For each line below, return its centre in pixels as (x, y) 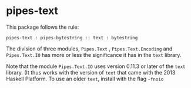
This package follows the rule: (43, 27)
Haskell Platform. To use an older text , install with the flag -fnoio (85, 79)
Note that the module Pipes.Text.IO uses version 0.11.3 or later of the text (96, 66)
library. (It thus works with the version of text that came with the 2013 (91, 72)
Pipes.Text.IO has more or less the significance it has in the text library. (94, 55)
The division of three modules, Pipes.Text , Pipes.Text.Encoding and (89, 49)
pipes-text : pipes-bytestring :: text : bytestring (72, 38)
